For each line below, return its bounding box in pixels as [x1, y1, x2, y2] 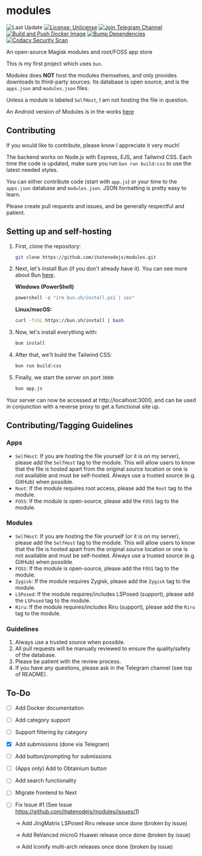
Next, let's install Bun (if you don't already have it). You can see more [15, 265, 187, 272]
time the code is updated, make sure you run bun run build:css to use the [6, 160, 192, 167]
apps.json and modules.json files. [6, 84, 90, 91]
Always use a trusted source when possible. [15, 639, 125, 646]
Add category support [15, 716, 71, 724]
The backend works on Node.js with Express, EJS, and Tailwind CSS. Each [6, 153, 192, 160]
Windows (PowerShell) [15, 283, 74, 290]
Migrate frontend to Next [15, 789, 77, 796]
